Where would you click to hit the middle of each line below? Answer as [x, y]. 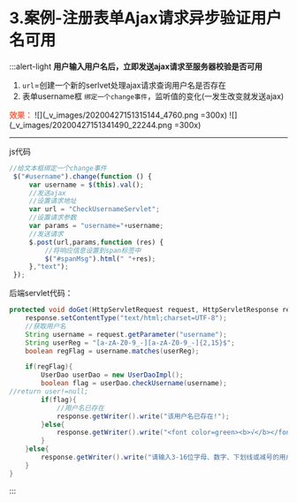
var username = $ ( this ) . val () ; [86, 185]
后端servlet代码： [41, 293]
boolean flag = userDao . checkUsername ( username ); [134, 384]
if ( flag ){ [59, 400]
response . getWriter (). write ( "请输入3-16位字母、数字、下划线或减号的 [160, 457]
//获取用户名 [46, 326]
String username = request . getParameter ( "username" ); [126, 334]
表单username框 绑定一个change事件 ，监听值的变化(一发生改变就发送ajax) [153, 96]
